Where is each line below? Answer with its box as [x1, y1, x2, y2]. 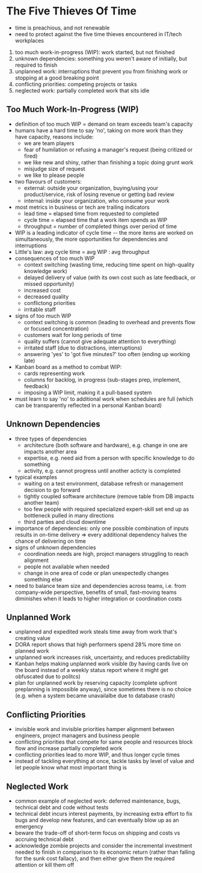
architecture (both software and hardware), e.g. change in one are [23, 441, 188, 449]
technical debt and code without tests [14, 804, 109, 810]
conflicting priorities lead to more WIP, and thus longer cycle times [14, 751, 180, 759]
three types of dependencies [14, 435, 87, 442]
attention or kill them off [14, 862, 75, 868]
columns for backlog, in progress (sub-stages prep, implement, [23, 376, 181, 383]
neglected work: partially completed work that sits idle [14, 87, 150, 94]
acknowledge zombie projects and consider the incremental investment [14, 842, 192, 849]
